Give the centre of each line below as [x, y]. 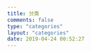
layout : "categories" [38, 33]
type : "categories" [35, 26]
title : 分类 [23, 13]
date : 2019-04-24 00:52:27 [46, 39]
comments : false [30, 20]
